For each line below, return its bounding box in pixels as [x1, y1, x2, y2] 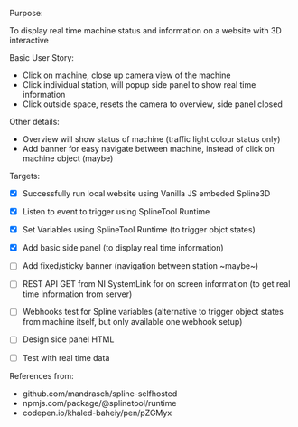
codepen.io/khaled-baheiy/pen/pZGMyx [22, 407, 172, 418]
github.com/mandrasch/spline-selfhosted [22, 388, 178, 399]
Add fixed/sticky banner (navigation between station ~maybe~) [22, 261, 259, 271]
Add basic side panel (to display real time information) [22, 242, 224, 253]
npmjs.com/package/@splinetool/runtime [22, 397, 177, 408]
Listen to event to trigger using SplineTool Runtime [22, 206, 210, 217]
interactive [9, 35, 50, 45]
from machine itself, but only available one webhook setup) [22, 317, 243, 327]
